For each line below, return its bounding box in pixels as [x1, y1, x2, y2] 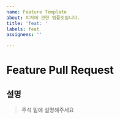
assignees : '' [6, 32, 43, 38]
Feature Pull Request [6, 63, 114, 77]
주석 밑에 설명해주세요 [21, 106, 75, 114]
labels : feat [6, 26, 40, 32]
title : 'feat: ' [6, 20, 48, 26]
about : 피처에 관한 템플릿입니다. [6, 15, 80, 21]
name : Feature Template [6, 9, 67, 15]
